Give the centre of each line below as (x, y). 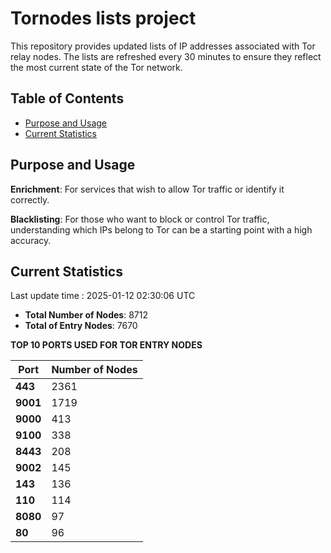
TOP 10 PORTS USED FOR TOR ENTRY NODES (106, 345)
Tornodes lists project (103, 18)
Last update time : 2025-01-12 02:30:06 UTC (103, 296)
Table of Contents (67, 98)
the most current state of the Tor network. (96, 67)
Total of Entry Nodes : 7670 (81, 326)
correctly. (30, 199)
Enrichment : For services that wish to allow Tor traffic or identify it (147, 189)
